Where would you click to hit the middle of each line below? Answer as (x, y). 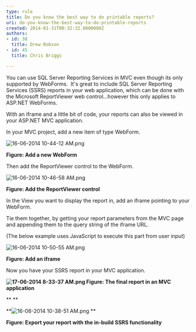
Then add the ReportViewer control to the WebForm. (70, 166)
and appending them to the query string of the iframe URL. (77, 224)
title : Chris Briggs (37, 56)
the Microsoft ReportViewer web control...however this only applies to (91, 96)
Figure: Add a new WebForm (42, 155)
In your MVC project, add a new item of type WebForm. (73, 132)
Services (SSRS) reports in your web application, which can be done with (95, 90)
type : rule (19, 12)
